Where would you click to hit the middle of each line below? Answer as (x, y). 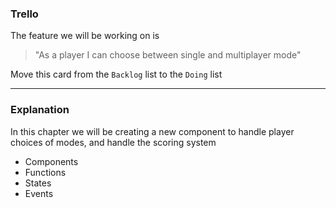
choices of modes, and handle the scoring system (113, 142)
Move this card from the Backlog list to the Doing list (116, 74)
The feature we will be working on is (85, 36)
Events (39, 193)
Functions (45, 172)
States (38, 183)
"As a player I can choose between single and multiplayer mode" (168, 55)
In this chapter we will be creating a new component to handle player (152, 131)
